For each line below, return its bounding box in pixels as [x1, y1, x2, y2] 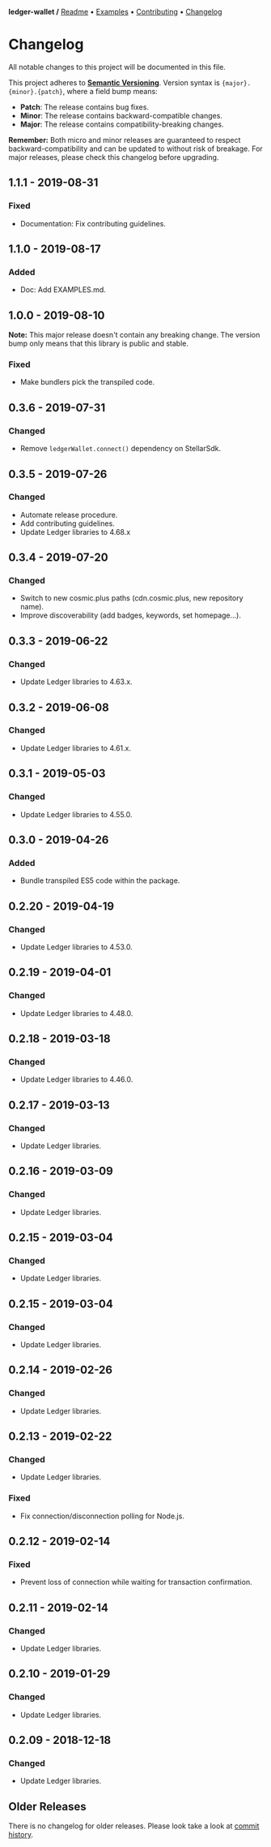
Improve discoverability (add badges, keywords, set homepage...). [19, 610, 241, 620]
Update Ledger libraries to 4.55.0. [19, 809, 133, 819]
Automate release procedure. [19, 510, 118, 519]
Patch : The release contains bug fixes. [19, 101, 150, 112]
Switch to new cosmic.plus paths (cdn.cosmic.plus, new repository [19, 593, 244, 603]
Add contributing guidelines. [19, 519, 115, 528]
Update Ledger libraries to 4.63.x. [19, 677, 133, 687]
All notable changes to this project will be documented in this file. [8, 62, 227, 71]
